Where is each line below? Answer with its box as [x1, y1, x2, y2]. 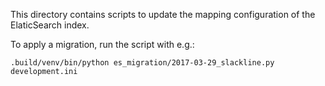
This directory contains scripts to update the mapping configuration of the [10, 9, 316, 20]
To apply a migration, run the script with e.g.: [10, 39, 195, 50]
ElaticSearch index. [10, 19, 90, 31]
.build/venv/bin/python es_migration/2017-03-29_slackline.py [10, 58, 275, 68]
